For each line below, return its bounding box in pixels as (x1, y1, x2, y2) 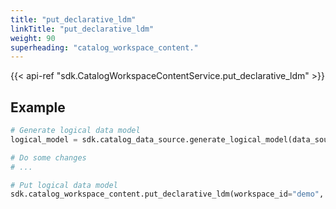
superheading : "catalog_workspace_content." (10, 42, 199, 53)
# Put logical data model (10, 180, 118, 190)
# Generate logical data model (10, 126, 141, 136)
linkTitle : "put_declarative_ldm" (10, 24, 155, 34)
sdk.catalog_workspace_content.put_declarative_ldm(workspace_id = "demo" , (10, 189, 325, 200)
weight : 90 (10, 33, 56, 43)
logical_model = (10, 134, 78, 145)
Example (10, 99, 66, 116)
